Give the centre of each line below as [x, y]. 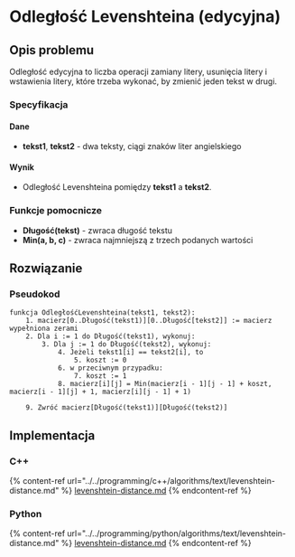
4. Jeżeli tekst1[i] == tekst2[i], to [130, 353]
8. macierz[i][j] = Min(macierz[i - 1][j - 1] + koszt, [165, 384]
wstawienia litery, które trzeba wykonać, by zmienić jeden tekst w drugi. [143, 81]
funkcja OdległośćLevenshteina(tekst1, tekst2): [102, 313]
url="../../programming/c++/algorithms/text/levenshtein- [171, 481]
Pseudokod [35, 294]
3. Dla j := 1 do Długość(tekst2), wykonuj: [127, 345]
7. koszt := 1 [100, 376]
